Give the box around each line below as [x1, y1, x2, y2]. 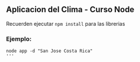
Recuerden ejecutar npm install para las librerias [6, 20, 125, 27]
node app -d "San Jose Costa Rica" [6, 48, 93, 54]
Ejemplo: [6, 35, 32, 43]
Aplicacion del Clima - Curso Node [6, 5, 135, 15]
